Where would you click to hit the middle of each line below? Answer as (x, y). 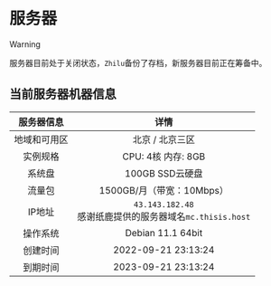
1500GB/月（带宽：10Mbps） (164, 190)
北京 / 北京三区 (164, 139)
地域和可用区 (42, 139)
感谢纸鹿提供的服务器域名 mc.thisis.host (164, 216)
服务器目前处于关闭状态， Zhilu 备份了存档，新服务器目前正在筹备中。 (138, 62)
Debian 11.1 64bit (164, 233)
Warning (25, 44)
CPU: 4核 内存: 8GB (164, 157)
